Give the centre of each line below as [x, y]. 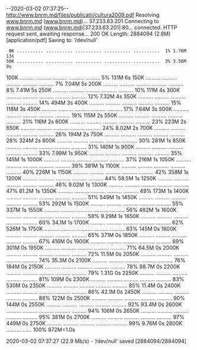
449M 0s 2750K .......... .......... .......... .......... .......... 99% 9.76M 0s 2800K [94, 323]
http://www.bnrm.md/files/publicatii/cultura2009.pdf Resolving [83, 15]
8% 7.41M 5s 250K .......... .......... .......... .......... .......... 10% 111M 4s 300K [93, 90]
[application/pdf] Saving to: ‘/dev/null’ [52, 40]
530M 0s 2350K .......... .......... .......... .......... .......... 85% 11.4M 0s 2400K [93, 285]
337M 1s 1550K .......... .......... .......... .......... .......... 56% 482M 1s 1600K [91, 210]
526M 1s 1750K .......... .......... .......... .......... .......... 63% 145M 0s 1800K [91, 229]
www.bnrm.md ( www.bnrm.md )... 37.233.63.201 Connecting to [83, 21]
